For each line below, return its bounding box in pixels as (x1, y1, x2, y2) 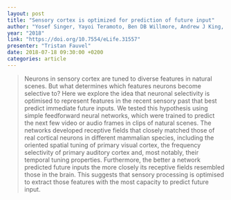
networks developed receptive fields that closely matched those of (24, 126, 215, 134)
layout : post (7, 10, 45, 17)
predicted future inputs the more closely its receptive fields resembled (24, 162, 225, 171)
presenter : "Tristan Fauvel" (7, 42, 91, 49)
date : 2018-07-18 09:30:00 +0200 (7, 49, 104, 56)
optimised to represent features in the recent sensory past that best (24, 97, 217, 105)
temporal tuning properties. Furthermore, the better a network (24, 156, 201, 164)
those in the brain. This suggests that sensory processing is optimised (24, 170, 225, 178)
